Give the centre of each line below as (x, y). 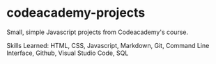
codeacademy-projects (76, 13)
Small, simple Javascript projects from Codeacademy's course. (98, 32)
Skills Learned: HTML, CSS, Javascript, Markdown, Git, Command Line (108, 45)
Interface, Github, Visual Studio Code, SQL (68, 53)
